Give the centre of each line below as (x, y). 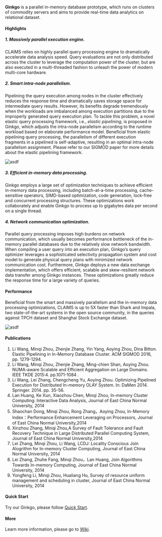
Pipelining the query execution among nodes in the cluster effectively (74, 95)
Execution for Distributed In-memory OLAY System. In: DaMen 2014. (80, 385)
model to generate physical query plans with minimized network (69, 260)
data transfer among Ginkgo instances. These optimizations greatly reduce (80, 275)
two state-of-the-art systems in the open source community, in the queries (80, 313)
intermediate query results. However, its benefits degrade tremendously (77, 106)
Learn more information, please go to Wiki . (48, 529)
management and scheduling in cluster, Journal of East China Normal (81, 480)
